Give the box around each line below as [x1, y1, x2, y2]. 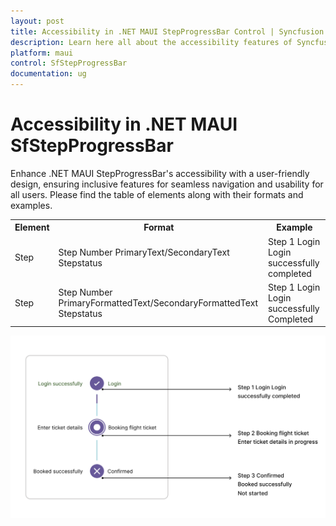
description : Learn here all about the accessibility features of [10, 37, 293, 47]
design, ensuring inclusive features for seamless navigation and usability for [10, 178, 324, 190]
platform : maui [10, 48, 74, 58]
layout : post [10, 16, 65, 26]
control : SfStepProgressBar [10, 58, 128, 69]
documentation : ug [10, 69, 87, 79]
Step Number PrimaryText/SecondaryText [58, 246, 230, 258]
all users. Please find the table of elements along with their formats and [10, 188, 304, 200]
